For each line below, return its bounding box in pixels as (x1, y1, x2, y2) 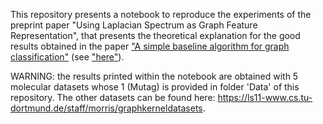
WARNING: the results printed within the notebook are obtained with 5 (10, 70, 299, 82)
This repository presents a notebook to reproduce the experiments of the (10, 9, 312, 20)
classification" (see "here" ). (10, 51, 125, 63)
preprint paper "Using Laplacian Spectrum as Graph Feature (10, 19, 258, 31)
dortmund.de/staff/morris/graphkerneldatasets (10, 102, 203, 114)
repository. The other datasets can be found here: (10, 92, 216, 103)
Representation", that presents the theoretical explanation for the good (10, 30, 301, 41)
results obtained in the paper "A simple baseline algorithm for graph (10, 40, 290, 52)
